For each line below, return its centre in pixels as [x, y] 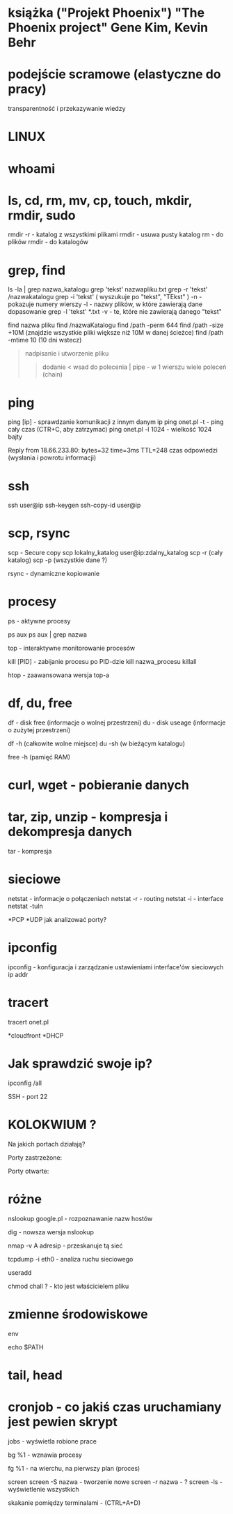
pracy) [27, 89]
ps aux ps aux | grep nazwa [48, 635]
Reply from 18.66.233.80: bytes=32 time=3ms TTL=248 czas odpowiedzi [113, 451]
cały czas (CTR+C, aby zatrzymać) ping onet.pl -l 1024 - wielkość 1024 [110, 430]
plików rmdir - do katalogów [48, 242]
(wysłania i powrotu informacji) [52, 457]
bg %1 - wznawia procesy [45, 1455]
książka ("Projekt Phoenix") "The [106, 13]
